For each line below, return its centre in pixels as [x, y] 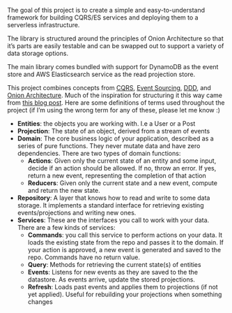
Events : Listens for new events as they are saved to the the [113, 272]
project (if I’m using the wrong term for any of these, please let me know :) [114, 110]
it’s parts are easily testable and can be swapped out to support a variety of [116, 46]
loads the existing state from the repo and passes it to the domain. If [126, 242]
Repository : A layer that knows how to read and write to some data [114, 198]
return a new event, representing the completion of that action [117, 175]
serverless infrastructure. [44, 25]
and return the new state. [64, 190]
